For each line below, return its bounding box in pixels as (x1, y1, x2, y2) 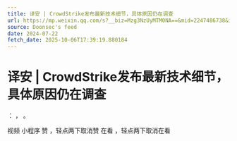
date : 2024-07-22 (7, 30, 59, 37)
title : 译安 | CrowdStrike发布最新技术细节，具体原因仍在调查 (7, 10, 174, 18)
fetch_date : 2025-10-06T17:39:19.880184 (7, 37, 128, 44)
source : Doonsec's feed (7, 23, 78, 30)
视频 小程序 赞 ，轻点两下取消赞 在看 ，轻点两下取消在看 (7, 126, 171, 135)
